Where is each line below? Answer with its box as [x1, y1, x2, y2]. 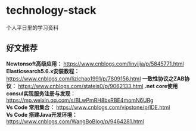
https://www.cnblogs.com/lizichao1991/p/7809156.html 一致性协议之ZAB [6, 75, 185, 82]
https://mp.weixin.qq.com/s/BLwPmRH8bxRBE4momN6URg [6, 96, 154, 104]
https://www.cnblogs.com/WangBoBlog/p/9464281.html [6, 117, 144, 125]
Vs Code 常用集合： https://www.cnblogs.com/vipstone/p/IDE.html [6, 104, 170, 111]
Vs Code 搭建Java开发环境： [6, 111, 77, 118]
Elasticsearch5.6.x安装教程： [6, 67, 80, 74]
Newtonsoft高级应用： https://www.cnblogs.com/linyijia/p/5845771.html [6, 60, 184, 67]
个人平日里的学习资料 [6, 24, 58, 31]
